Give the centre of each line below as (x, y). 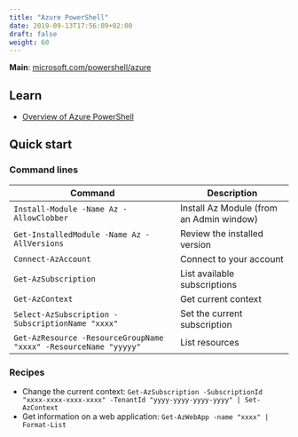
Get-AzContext (43, 299)
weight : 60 (29, 42)
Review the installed (222, 234)
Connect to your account (232, 258)
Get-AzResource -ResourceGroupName (89, 338)
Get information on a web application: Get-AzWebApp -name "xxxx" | (145, 417)
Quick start (41, 144)
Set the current (212, 314)
